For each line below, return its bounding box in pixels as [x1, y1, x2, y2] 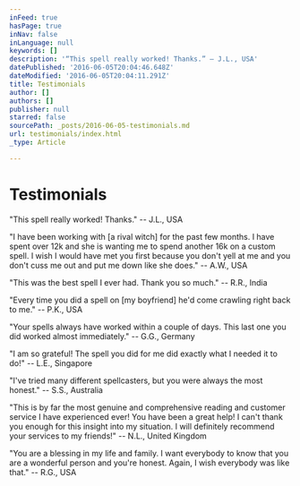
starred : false [9, 113, 66, 122]
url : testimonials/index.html [9, 130, 123, 139]
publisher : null [9, 105, 70, 114]
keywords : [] [9, 47, 58, 55]
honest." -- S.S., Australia [9, 384, 103, 395]
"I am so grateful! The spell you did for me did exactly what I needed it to [9, 348, 278, 359]
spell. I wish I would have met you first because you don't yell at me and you [9, 250, 291, 260]
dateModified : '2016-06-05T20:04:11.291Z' [9, 72, 170, 81]
